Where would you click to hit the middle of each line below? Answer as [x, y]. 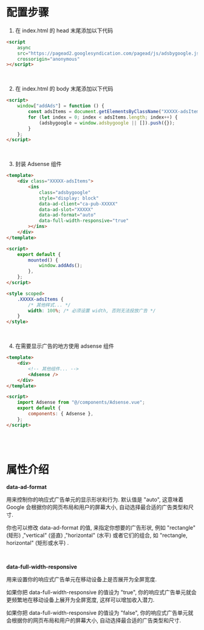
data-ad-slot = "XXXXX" [66, 209]
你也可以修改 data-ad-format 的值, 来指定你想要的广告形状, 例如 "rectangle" [101, 527]
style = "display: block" [69, 198]
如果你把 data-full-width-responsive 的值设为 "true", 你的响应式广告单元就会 [102, 592]
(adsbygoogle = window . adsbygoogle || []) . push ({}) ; [107, 123]
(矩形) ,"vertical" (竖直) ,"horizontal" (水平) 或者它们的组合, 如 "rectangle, [97, 535]
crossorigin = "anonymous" [49, 59]
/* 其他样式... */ [49, 305]
